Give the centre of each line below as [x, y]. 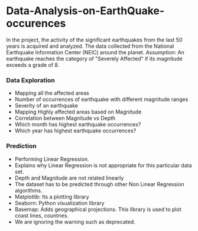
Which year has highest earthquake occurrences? [75, 131]
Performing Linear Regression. [52, 159]
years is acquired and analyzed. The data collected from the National [90, 46]
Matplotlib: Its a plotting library [52, 197]
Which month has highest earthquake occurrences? [78, 125]
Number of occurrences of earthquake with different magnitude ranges [101, 99]
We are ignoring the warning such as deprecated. [75, 222]
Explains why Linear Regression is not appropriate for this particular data [103, 165]
